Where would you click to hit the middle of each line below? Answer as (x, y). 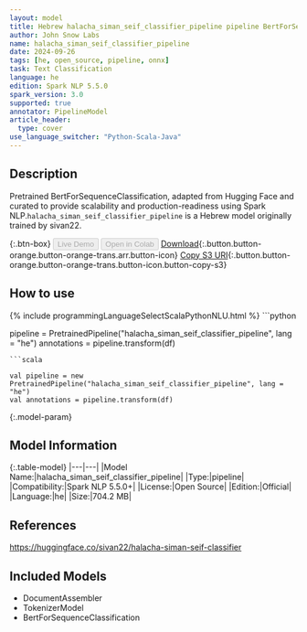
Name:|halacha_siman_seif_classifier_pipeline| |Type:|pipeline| (127, 477)
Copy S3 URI (204, 255)
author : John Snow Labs (55, 35)
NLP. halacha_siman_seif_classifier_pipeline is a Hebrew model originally (151, 215)
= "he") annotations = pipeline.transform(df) (93, 343)
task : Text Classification (61, 70)
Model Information (64, 445)
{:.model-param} (41, 416)
